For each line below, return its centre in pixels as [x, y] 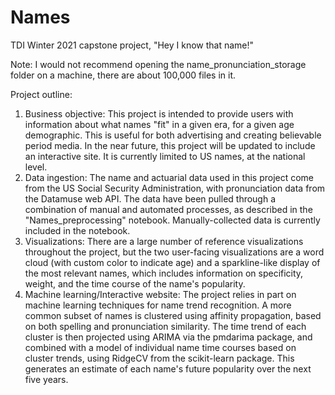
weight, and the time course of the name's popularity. [135, 283]
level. [36, 167]
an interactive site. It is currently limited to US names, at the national [165, 156]
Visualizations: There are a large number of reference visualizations [164, 241]
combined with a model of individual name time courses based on [160, 347]
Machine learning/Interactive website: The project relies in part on [160, 294]
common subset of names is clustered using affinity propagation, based [173, 315]
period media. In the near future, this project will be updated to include [170, 145]
